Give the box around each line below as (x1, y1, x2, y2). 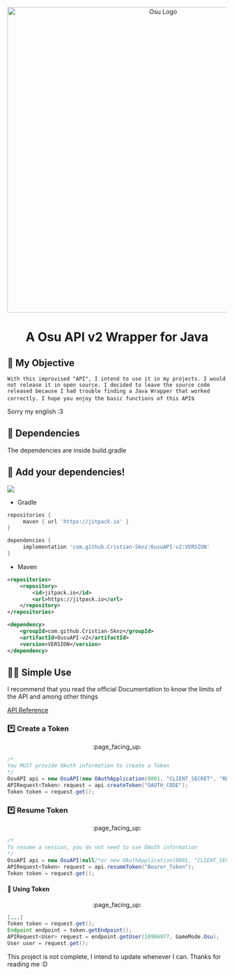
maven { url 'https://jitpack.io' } (22, 518, 130, 525)
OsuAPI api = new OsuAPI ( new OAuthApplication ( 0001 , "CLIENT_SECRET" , (7, 775, 217, 782)
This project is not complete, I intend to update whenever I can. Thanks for (7, 952, 221, 960)
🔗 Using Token (7, 885, 50, 893)
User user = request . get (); (7, 940, 89, 947)
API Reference (7, 706, 49, 714)
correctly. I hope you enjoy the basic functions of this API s (7, 394, 195, 402)
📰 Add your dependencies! (7, 467, 125, 478)
